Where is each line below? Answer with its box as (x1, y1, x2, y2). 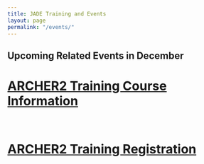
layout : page (7, 17, 46, 24)
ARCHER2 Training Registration (7, 141, 197, 157)
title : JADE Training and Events (7, 10, 107, 18)
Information (7, 93, 78, 109)
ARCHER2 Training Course (7, 78, 167, 94)
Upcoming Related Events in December (7, 49, 184, 61)
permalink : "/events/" (7, 23, 75, 30)
